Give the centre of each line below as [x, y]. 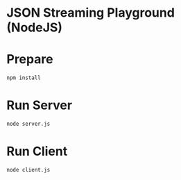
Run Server [40, 105]
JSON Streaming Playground [90, 13]
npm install [24, 78]
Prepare [30, 59]
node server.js [28, 124]
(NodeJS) [35, 27]
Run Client [37, 152]
